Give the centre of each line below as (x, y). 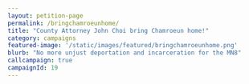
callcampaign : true (40, 61)
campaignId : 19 (33, 68)
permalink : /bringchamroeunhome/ (63, 23)
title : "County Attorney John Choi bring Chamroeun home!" (108, 30)
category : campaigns (42, 38)
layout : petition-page (45, 16)
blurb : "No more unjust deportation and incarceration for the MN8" (124, 53)
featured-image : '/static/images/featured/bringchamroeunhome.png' (123, 46)
